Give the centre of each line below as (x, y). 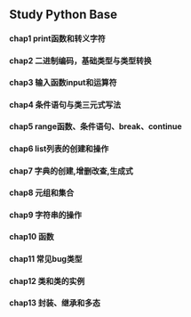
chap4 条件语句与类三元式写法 (65, 104)
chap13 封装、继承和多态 (55, 303)
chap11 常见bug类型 (46, 258)
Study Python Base (64, 15)
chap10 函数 (32, 237)
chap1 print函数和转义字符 (58, 38)
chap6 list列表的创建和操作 (59, 148)
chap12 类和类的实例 (47, 280)
